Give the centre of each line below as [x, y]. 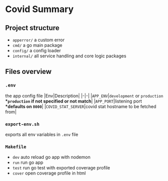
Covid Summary [39, 9]
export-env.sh [22, 124]
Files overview [28, 72]
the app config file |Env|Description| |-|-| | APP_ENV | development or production [84, 96]
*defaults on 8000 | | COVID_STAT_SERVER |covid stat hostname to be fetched [81, 106]
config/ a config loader [37, 51]
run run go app [28, 162]
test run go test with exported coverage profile [61, 168]
